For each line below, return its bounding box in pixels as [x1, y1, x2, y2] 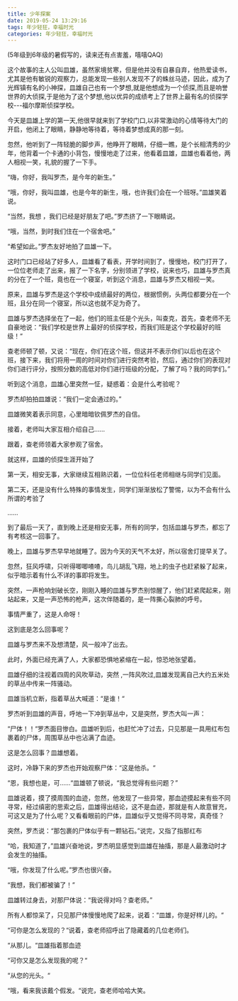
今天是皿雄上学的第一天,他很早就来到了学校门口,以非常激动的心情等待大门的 [7, 116, 229, 125]
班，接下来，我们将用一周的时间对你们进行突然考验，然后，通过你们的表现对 [7, 356, 231, 364]
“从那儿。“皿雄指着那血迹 [7, 941, 81, 950]
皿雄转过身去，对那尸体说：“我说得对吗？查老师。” [7, 896, 153, 904]
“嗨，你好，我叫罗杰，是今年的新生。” [7, 173, 115, 182]
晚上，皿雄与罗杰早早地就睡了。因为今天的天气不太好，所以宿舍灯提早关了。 [7, 547, 231, 556]
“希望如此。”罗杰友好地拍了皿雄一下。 [7, 242, 115, 251]
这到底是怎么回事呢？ [7, 625, 69, 634]
